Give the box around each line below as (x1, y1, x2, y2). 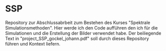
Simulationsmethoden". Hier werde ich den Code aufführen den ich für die (5, 24, 158, 30)
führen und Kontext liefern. (5, 40, 61, 46)
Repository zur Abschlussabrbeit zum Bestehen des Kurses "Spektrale (5, 19, 150, 25)
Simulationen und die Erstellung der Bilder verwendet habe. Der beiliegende (5, 30, 161, 36)
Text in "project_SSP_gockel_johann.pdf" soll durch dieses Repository (5, 35, 149, 41)
